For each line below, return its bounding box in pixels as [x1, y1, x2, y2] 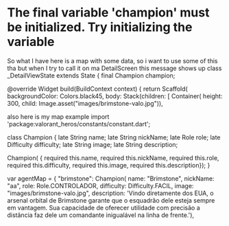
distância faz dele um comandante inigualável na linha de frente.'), [7, 211, 194, 219]
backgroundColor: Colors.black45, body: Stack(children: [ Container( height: [7, 91, 223, 100]
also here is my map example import [7, 112, 110, 121]
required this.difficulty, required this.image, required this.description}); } [7, 161, 210, 169]
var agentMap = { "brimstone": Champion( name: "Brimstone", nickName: [7, 174, 215, 183]
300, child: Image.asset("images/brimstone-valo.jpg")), [7, 99, 163, 107]
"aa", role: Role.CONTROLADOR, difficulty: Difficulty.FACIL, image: [7, 181, 194, 190]
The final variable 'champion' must [7, 5, 210, 21]
